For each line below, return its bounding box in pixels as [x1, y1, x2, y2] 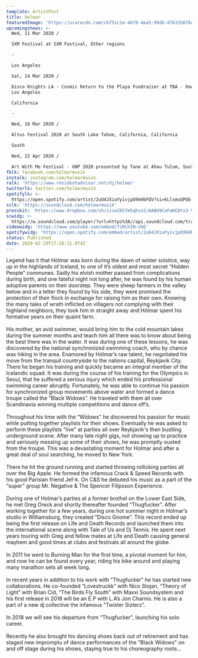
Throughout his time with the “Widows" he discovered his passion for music [6, 413, 190, 420]
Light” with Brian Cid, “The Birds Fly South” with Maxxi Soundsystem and [6, 588, 184, 596]
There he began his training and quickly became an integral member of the [6, 363, 188, 370]
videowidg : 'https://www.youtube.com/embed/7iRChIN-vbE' [6, 224, 149, 230]
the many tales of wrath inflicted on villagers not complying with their [6, 300, 174, 307]
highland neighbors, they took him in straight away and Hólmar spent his [6, 307, 182, 314]
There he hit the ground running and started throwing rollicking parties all [6, 463, 184, 471]
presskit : [6, 208, 31, 213]
